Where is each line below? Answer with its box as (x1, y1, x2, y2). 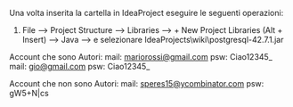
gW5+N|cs (9, 88, 49, 98)
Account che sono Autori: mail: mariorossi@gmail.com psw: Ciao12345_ (9, 52, 273, 62)
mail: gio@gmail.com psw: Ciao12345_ (9, 62, 151, 71)
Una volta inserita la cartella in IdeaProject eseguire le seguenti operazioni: (9, 8, 284, 18)
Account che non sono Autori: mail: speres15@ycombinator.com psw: (9, 78, 265, 88)
